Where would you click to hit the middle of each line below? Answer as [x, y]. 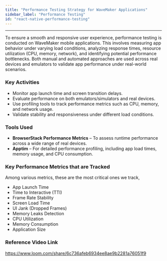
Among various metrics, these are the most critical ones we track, [73, 177]
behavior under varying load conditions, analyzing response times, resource [83, 48]
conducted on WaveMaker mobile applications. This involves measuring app [83, 43]
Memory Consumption [35, 224]
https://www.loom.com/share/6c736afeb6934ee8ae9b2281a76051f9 [76, 253]
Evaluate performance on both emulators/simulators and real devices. [84, 98]
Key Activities [22, 83]
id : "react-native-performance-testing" [48, 19]
